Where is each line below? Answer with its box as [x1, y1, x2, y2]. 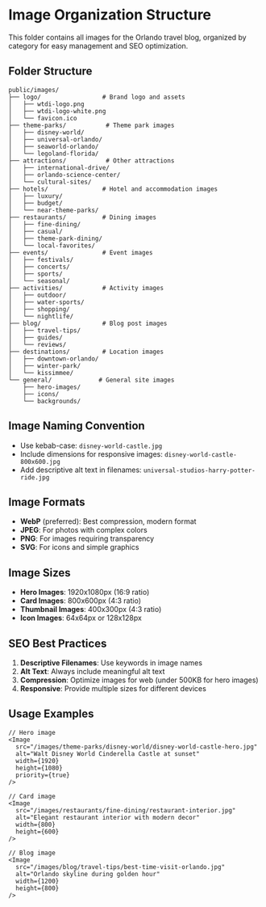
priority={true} [15, 770, 70, 779]
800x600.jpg [19, 458, 60, 466]
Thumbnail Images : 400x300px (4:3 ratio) [19, 605, 162, 614]
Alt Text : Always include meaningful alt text [19, 667, 165, 676]
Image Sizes [8, 566, 71, 580]
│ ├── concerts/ [8, 263, 70, 271]
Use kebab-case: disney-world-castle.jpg [19, 441, 163, 450]
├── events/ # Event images [8, 248, 153, 256]
